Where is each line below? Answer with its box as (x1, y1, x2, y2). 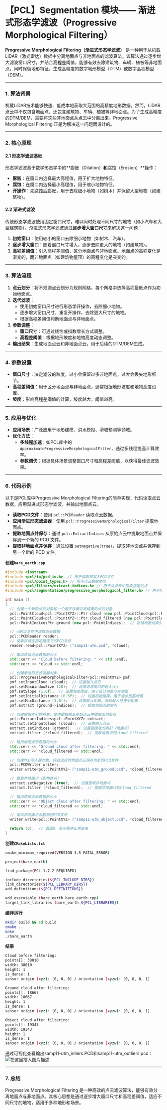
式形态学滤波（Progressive (5, 17, 117, 28)
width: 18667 (5, 995, 32, 1000)
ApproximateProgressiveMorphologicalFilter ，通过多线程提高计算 (19, 446, 155, 452)
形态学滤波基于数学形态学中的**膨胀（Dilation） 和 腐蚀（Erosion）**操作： (5, 165, 158, 171)
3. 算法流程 (5, 272, 32, 279)
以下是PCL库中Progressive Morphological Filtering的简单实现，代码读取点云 (5, 494, 161, 501)
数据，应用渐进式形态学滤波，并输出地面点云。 (5, 501, 101, 507)
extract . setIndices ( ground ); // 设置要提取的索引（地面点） (9, 726, 132, 731)
